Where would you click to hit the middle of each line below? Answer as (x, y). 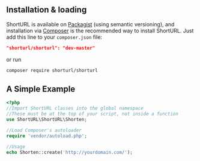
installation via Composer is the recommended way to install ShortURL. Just (100, 31)
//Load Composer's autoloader (44, 130)
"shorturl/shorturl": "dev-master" (51, 48)
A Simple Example (41, 89)
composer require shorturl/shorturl (52, 70)
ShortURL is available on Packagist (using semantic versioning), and (90, 24)
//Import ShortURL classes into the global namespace (75, 108)
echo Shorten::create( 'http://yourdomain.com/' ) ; (70, 152)
